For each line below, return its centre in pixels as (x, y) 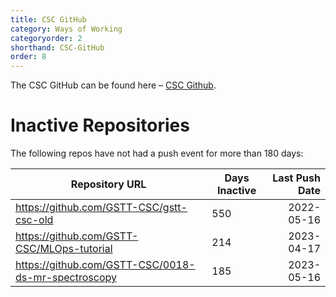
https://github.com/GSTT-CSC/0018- (105, 265)
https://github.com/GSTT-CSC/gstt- (101, 208)
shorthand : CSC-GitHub (57, 47)
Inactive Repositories (100, 125)
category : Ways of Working (66, 29)
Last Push (296, 178)
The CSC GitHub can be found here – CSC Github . (113, 85)
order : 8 (28, 57)
